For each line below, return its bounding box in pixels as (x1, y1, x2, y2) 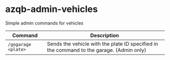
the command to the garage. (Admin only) (47, 46, 147, 53)
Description (90, 31, 119, 38)
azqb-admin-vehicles (5, 3, 98, 15)
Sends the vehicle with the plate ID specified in (47, 40, 158, 47)
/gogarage (8, 41, 31, 47)
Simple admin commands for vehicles (5, 20, 83, 26)
